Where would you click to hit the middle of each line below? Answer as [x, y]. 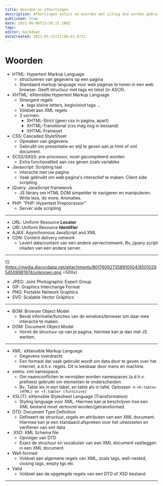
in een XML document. [42, 448]
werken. [27, 337]
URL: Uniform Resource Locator [44, 222]
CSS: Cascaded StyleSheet [39, 136]
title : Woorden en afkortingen [37, 9]
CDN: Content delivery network [43, 237]
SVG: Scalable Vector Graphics [43, 297]
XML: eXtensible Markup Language [47, 351]
